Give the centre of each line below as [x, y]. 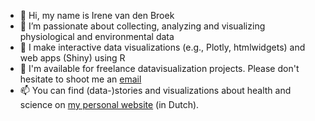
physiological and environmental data [97, 36]
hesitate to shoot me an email [80, 79]
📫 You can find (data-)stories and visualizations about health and [155, 90]
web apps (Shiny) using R [72, 58]
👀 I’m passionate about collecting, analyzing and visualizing [142, 26]
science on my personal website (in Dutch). [109, 104]
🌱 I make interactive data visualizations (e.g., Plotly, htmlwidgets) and [162, 47]
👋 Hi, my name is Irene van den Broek [97, 15]
